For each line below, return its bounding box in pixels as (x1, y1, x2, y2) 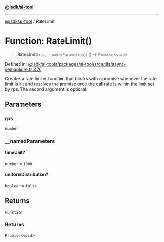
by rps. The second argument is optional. (5, 86, 88, 92)
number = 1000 (5, 160, 33, 166)
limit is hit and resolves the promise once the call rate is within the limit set (5, 81, 155, 87)
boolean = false (5, 182, 37, 188)
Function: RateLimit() (5, 35, 92, 47)
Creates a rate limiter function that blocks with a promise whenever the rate (5, 75, 157, 81)
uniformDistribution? (5, 171, 49, 178)
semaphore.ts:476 (5, 66, 42, 72)
